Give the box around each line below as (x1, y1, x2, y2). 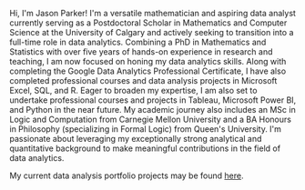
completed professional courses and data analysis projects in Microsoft (9, 75, 278, 85)
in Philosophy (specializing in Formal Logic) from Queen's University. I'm (9, 124, 282, 135)
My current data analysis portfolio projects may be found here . (9, 170, 244, 181)
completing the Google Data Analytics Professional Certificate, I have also (9, 65, 287, 76)
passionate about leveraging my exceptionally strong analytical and (9, 134, 262, 144)
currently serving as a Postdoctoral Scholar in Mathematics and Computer (9, 17, 288, 28)
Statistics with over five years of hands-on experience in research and (9, 46, 273, 57)
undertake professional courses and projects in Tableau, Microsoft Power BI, (9, 95, 297, 105)
